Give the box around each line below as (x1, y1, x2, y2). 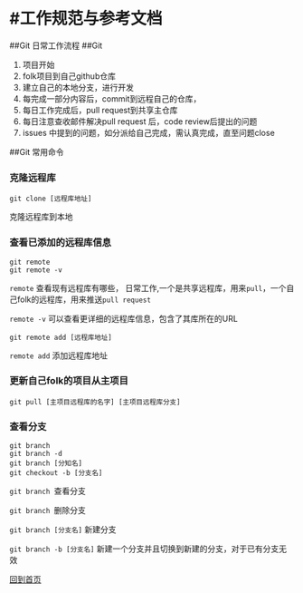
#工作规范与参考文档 (9, 8, 163, 29)
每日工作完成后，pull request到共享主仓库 (22, 104, 178, 115)
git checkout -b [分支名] (9, 469, 103, 478)
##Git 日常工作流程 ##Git (9, 40, 103, 51)
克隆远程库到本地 (9, 211, 73, 222)
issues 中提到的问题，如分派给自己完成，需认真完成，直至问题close (22, 127, 276, 138)
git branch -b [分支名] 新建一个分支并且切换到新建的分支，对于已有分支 (9, 543, 279, 554)
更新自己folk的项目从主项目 (9, 374, 129, 387)
